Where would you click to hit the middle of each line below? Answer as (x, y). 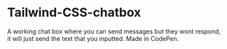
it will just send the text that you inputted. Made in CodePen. (93, 38)
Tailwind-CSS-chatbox (74, 13)
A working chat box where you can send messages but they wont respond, (114, 31)
